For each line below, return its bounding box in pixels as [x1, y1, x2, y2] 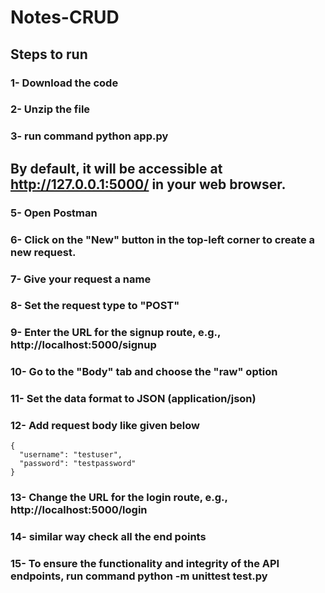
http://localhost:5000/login [10, 503, 148, 517]
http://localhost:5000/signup [10, 338, 157, 352]
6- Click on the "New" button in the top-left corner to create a [10, 232, 316, 246]
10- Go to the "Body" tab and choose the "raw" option [10, 365, 278, 379]
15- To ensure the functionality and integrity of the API [10, 557, 280, 571]
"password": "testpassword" [19, 459, 137, 469]
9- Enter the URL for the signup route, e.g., [10, 326, 221, 340]
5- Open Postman [10, 206, 98, 220]
